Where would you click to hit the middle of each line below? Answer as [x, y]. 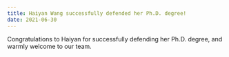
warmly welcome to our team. [49, 46]
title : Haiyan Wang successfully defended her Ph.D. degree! [97, 13]
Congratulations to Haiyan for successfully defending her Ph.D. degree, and [115, 39]
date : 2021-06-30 [32, 20]
